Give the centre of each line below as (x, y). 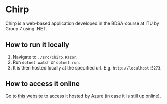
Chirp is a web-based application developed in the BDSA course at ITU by (82, 23)
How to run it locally (37, 45)
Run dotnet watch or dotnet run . (46, 62)
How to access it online (43, 84)
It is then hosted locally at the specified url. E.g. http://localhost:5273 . (87, 67)
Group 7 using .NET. (26, 28)
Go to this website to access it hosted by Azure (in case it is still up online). (83, 96)
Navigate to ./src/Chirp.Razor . (45, 57)
